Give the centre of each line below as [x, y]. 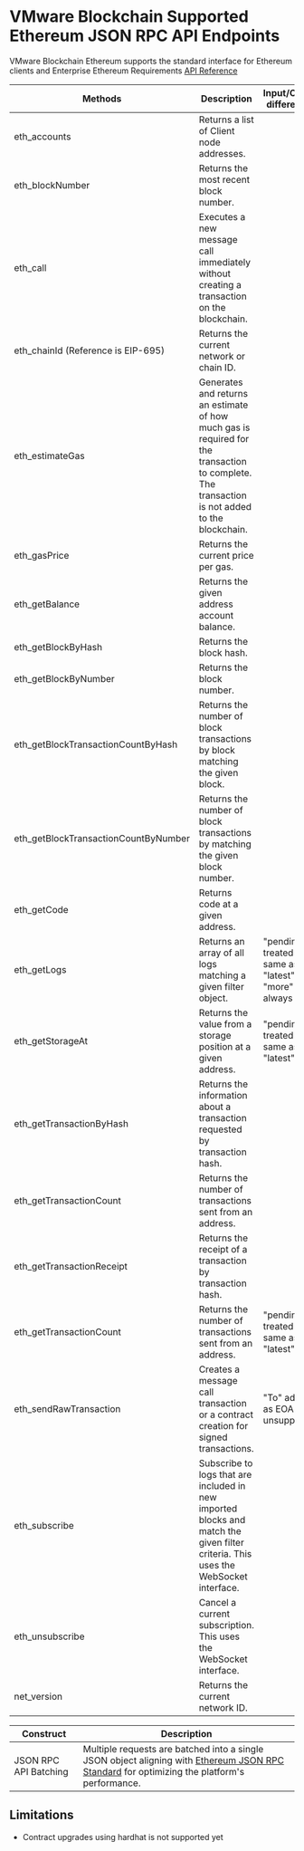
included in [222, 1485]
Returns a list [227, 120]
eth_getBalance [47, 604]
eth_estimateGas [49, 456]
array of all [221, 953]
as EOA [278, 1408]
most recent [224, 179]
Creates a [219, 1369]
